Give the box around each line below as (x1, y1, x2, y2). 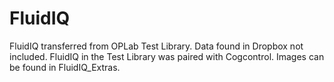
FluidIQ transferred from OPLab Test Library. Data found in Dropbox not (9, 40, 304, 52)
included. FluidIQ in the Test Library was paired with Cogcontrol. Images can (9, 50, 325, 62)
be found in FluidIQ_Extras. (9, 61, 121, 73)
